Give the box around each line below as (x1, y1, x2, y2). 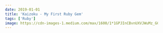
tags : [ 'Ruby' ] (5, 16, 36, 21)
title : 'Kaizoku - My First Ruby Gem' (5, 12, 83, 16)
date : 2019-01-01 (5, 7, 40, 12)
